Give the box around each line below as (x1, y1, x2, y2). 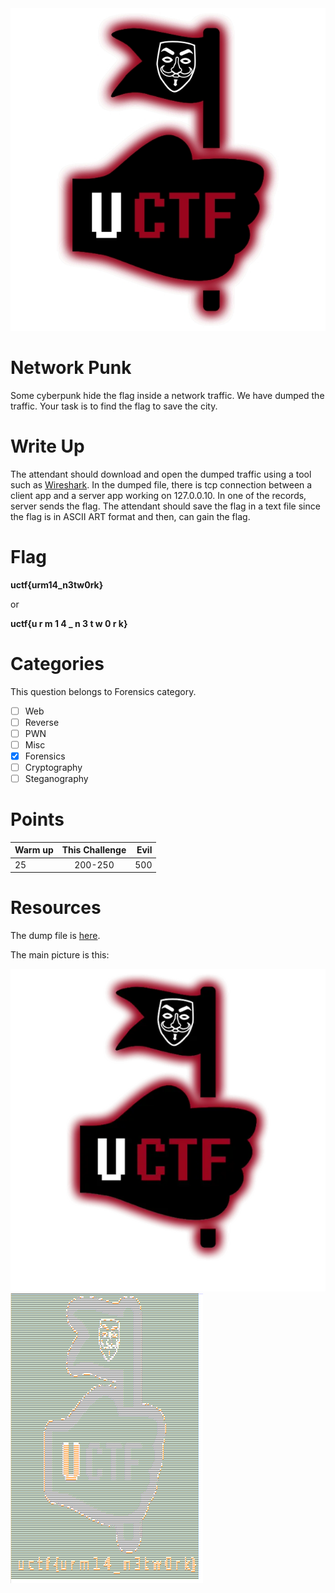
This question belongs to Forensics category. (10, 685, 197, 697)
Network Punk (10, 357, 132, 379)
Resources (10, 897, 102, 919)
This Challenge (61, 844, 127, 856)
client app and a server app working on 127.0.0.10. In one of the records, (10, 489, 307, 501)
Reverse (24, 716, 60, 728)
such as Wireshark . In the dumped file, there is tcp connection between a (10, 478, 313, 491)
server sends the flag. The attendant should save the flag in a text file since (10, 500, 321, 512)
